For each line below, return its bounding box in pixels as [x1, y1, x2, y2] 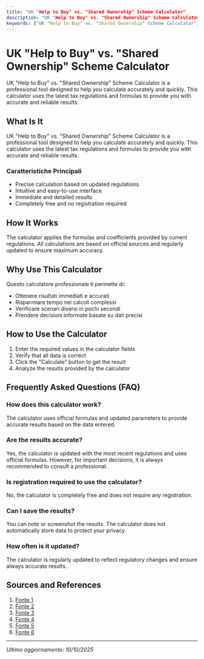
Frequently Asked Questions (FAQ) [6, 382, 141, 392]
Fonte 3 [15, 609, 35, 616]
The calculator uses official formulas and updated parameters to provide [6, 414, 188, 422]
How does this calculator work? [6, 400, 101, 409]
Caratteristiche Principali [6, 167, 82, 176]
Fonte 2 [15, 603, 35, 610]
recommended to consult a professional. [6, 462, 107, 469]
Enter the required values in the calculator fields [15, 345, 135, 352]
